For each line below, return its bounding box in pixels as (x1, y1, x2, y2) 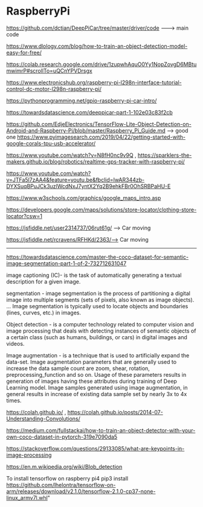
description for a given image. (6, 277, 81, 285)
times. (6, 397, 22, 404)
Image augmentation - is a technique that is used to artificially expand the (6, 351, 190, 359)
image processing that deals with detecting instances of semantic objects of (6, 327, 196, 334)
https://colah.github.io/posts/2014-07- (67, 408, 163, 416)
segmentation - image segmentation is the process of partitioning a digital (6, 290, 190, 297)
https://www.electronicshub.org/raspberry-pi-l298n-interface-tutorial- (6, 79, 182, 86)
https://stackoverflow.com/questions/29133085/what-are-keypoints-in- (6, 445, 185, 452)
